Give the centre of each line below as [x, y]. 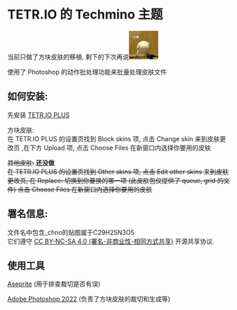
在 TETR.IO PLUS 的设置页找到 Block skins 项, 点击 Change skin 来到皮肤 [114, 138]
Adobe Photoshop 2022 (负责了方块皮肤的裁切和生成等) [89, 299]
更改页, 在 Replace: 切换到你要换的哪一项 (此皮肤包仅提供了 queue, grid [112, 180]
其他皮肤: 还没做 [31, 162]
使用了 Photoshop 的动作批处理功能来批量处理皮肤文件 [87, 72]
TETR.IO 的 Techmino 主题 [85, 15]
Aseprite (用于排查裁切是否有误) [54, 284]
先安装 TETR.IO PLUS [39, 115]
